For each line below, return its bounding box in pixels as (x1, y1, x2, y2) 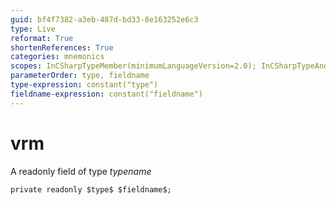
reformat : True (10, 33, 74, 43)
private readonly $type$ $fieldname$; (10, 184, 172, 195)
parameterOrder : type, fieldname (10, 71, 150, 81)
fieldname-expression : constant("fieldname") (10, 89, 203, 99)
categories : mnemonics (10, 52, 105, 62)
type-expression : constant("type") (10, 80, 159, 90)
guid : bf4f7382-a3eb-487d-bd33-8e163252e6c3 (10, 14, 199, 25)
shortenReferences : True (10, 42, 114, 53)
